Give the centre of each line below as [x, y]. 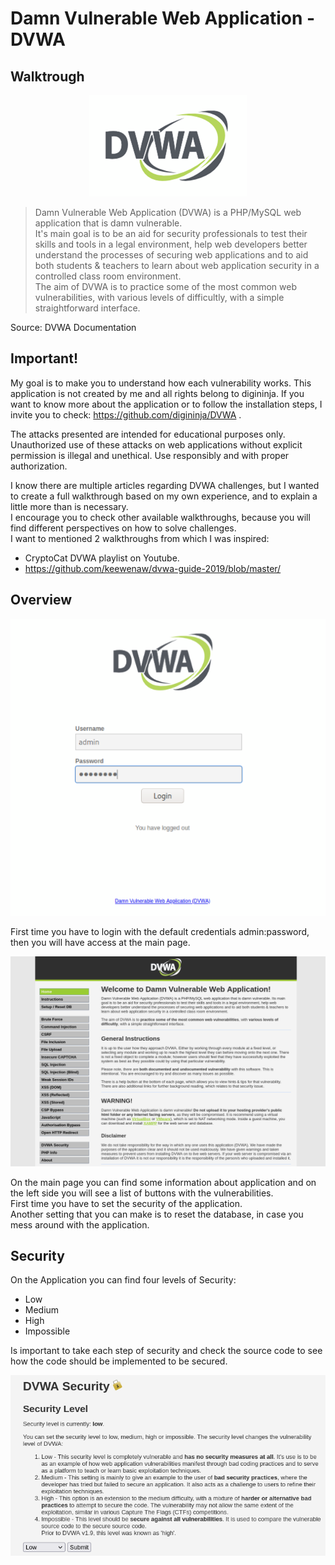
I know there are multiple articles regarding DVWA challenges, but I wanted [165, 485]
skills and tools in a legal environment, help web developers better [171, 244]
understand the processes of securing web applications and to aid [171, 255]
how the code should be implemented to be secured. [119, 1361]
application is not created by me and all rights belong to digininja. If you [157, 393]
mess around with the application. [80, 1224]
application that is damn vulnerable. [108, 223]
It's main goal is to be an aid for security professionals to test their [171, 233]
